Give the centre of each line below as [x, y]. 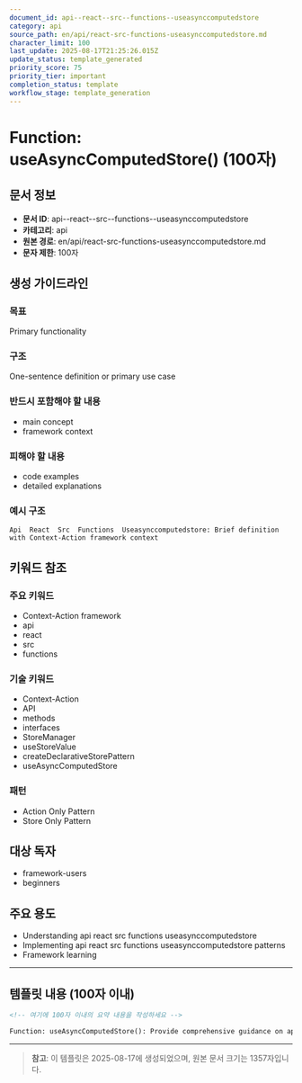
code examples [50, 477]
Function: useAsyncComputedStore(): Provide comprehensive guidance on [146, 1031]
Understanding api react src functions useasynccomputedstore [140, 935]
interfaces [41, 728]
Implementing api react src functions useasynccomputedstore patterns [154, 945]
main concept [48, 421]
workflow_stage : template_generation [80, 93]
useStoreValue [49, 747]
